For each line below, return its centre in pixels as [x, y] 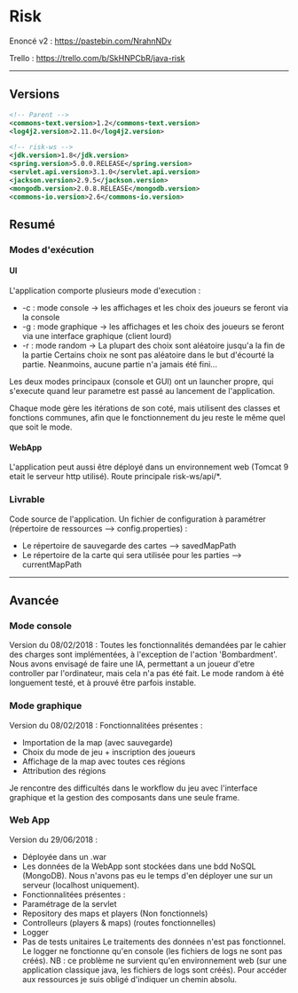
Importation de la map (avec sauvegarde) [97, 742]
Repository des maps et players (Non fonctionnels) [115, 913]
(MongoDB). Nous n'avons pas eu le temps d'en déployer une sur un [147, 875]
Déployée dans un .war [64, 856]
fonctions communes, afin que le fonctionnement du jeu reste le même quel [147, 418]
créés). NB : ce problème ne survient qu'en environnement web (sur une [154, 960]
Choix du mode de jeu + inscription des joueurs [109, 752]
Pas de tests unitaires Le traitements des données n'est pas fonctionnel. [154, 942]
